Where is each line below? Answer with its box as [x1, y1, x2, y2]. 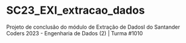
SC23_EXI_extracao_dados [6, 4, 145, 17]
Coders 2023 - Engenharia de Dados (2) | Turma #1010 [6, 29, 143, 36]
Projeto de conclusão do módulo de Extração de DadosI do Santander [6, 23, 180, 30]
